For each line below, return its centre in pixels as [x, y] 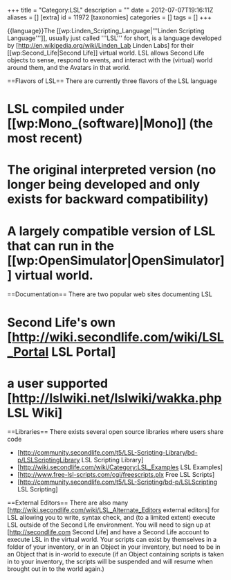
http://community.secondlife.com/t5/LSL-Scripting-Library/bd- [109, 453]
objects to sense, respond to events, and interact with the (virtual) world [110, 60]
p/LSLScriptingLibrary [48, 460]
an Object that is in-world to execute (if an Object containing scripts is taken [116, 554]
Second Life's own [62, 322]
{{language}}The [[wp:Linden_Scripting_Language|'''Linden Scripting [106, 31]
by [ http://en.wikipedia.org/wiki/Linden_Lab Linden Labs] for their [101, 45]
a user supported [58, 383]
